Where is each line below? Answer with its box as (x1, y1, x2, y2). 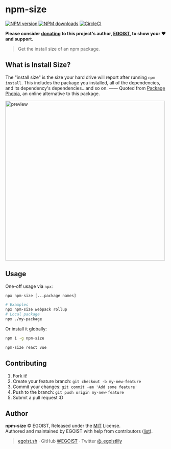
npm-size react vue (5, 345, 47, 350)
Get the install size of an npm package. (17, 46, 101, 52)
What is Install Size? (5, 60, 71, 70)
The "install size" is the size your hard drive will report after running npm (5, 74, 156, 80)
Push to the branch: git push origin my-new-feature (12, 389, 124, 395)
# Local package (5, 312, 40, 317)
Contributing (5, 359, 47, 368)
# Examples (5, 302, 29, 307)
